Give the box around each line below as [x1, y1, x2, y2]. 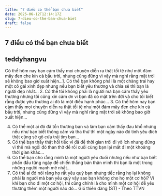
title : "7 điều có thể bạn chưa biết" [5, 7, 83, 12]
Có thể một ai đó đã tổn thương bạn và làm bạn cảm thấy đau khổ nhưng [12, 124, 157, 130]
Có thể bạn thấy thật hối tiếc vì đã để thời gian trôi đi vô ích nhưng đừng [12, 139, 155, 145]
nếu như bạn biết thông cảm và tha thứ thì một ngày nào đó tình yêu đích [12, 129, 158, 135]
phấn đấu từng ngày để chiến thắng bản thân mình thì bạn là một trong [12, 160, 153, 165]
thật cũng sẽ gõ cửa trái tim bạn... [12, 134, 80, 140]
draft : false [5, 20, 31, 26]
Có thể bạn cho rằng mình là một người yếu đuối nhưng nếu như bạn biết [12, 155, 157, 161]
